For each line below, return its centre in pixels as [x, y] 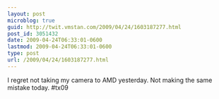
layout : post [26, 14]
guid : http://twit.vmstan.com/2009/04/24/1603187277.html [94, 27]
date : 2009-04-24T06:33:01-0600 [55, 40]
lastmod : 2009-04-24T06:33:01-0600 [60, 47]
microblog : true [31, 21]
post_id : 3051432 [33, 34]
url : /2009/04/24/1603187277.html [58, 60]
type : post [23, 54]
